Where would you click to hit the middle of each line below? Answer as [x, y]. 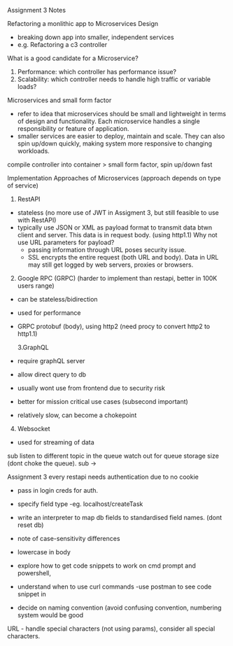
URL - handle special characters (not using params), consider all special [111, 629]
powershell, [34, 573]
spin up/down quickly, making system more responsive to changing [114, 143]
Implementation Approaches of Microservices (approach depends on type [114, 178]
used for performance [49, 313]
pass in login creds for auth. [58, 490]
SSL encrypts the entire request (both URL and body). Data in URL [123, 257]
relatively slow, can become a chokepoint [77, 415]
